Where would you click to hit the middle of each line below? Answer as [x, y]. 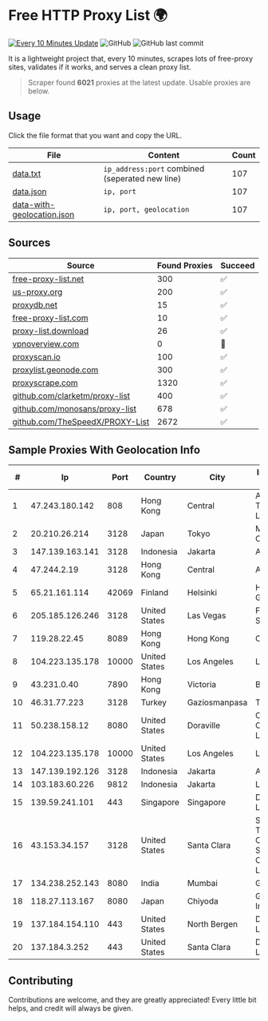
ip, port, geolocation [146, 209]
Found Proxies [185, 265]
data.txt [27, 173]
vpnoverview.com [46, 344]
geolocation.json [43, 214]
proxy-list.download [51, 331]
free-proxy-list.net [48, 279]
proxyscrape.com [45, 383]
